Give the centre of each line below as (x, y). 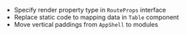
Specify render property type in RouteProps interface (90, 10)
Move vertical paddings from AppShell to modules (86, 24)
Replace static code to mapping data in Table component (96, 17)
